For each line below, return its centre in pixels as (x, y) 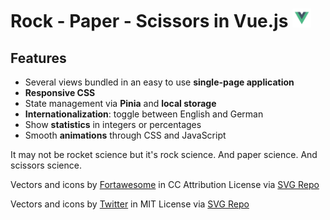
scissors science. (46, 165)
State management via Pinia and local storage (120, 103)
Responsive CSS (60, 92)
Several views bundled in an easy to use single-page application (159, 82)
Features (38, 58)
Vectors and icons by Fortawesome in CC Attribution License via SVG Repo (165, 184)
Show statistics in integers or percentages (113, 124)
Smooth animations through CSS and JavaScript (125, 135)
